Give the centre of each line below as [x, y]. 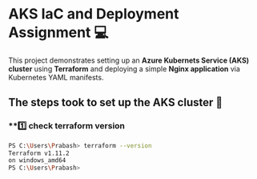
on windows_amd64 [37, 161]
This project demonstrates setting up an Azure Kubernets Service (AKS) [129, 60]
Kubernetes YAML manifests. [56, 77]
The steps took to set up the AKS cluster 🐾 [116, 102]
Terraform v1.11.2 [39, 153]
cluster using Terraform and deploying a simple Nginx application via [124, 68]
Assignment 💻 [58, 33]
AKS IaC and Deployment [94, 14]
